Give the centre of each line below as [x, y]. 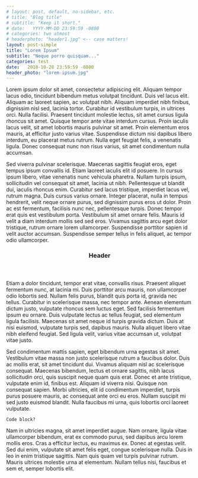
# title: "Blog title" [34, 17]
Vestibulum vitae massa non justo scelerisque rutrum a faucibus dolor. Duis [98, 358]
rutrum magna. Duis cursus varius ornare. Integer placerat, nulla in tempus [97, 196]
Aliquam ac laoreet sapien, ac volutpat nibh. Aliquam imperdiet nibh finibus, [98, 102]
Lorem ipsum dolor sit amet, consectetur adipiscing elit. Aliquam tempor [94, 89]
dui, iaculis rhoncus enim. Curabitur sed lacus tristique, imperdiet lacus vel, [98, 190]
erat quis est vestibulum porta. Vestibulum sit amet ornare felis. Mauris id [95, 215]
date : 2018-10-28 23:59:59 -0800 [50, 67]
